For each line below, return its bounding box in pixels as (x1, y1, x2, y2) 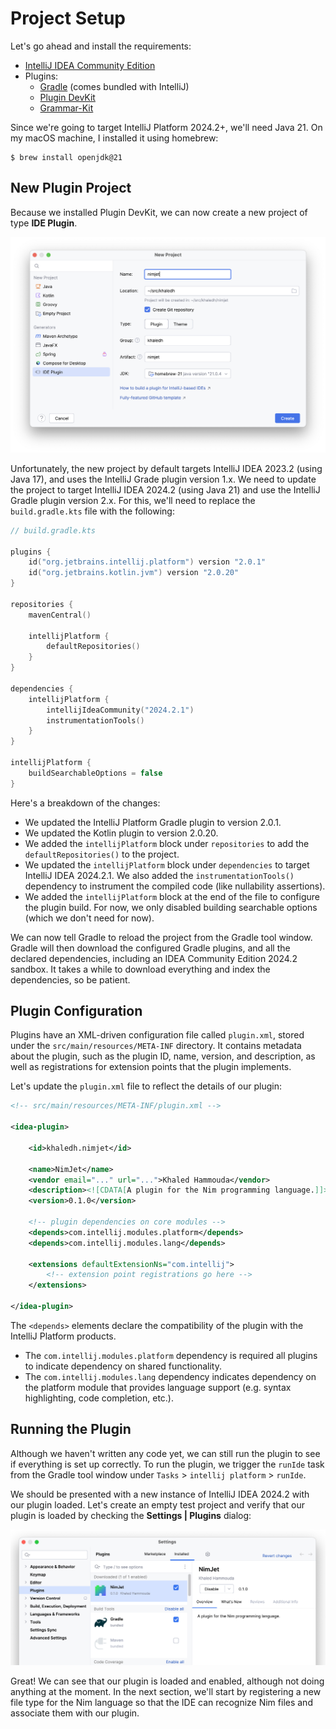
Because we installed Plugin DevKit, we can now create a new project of (10, 206, 308, 218)
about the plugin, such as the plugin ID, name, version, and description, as (10, 1050, 316, 1062)
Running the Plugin (10, 1421, 132, 1438)
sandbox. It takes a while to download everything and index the (10, 963, 271, 975)
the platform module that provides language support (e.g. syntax (24, 1381, 292, 1393)
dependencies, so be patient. (10, 973, 131, 986)
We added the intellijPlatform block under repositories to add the (24, 837, 310, 849)
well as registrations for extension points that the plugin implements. (10, 1061, 292, 1073)
